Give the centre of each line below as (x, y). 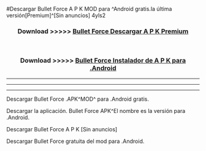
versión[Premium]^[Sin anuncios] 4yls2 (56, 15)
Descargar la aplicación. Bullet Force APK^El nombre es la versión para (96, 110)
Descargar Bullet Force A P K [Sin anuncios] (62, 129)
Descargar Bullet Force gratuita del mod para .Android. (75, 141)
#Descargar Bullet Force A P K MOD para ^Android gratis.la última (89, 9)
